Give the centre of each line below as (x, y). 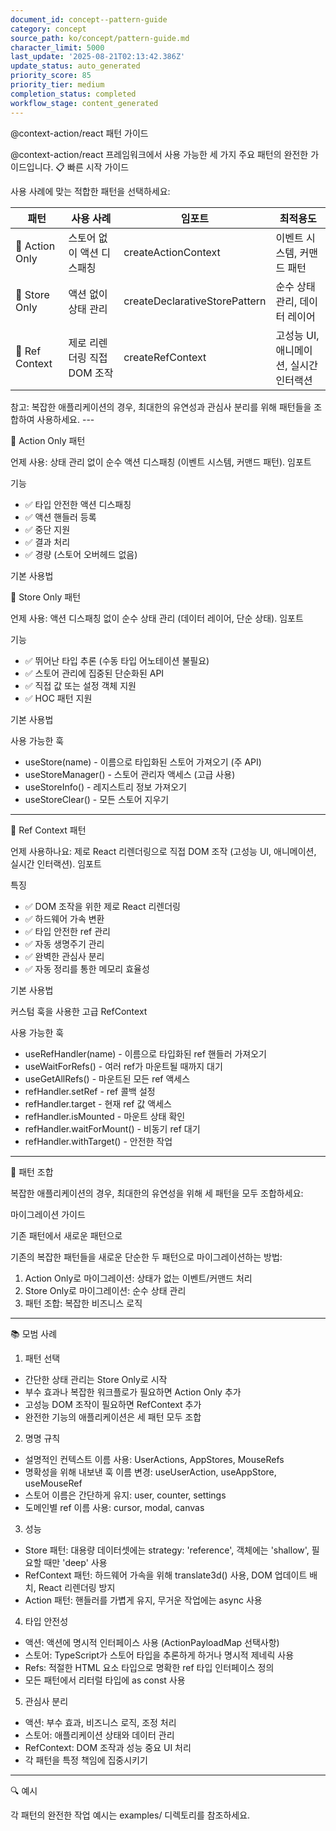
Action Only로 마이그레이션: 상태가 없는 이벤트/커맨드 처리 (138, 1278)
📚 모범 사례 (34, 1333)
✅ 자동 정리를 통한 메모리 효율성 (87, 968)
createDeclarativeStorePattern (195, 301)
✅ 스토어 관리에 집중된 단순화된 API (94, 673)
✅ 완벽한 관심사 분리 (64, 956)
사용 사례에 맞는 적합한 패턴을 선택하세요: (90, 191)
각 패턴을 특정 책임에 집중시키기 (86, 1760)
